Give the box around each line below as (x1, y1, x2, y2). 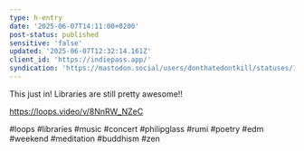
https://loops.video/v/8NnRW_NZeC (9, 106, 144, 117)
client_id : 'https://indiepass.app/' (9, 55, 152, 64)
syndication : (9, 64, 59, 73)
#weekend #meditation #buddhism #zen (9, 133, 160, 144)
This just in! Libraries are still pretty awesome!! (9, 88, 184, 99)
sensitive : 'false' (9, 38, 83, 48)
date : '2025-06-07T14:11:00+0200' (9, 22, 140, 31)
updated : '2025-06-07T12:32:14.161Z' (9, 47, 152, 56)
